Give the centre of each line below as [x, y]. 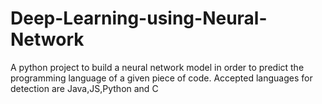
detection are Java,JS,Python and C [84, 88]
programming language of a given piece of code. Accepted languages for [161, 78]
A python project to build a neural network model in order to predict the [157, 67]
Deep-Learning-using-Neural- [139, 18]
